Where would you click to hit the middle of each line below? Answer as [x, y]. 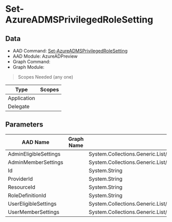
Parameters [24, 125]
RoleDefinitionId [27, 195]
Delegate [19, 106]
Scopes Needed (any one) [45, 77]
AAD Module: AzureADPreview [45, 56]
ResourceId [22, 187]
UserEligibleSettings [32, 204]
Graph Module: [28, 67]
